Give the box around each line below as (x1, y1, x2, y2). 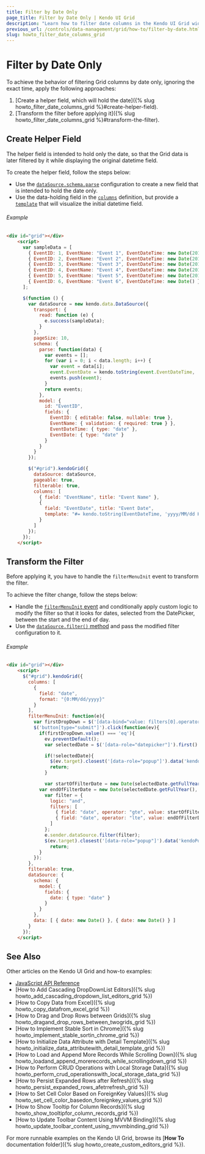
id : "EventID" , (45, 403, 84, 410)
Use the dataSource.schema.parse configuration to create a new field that (15, 180, 198, 187)
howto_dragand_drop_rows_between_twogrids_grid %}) (15, 1019, 156, 1026)
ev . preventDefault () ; (45, 736, 99, 742)
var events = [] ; (45, 352, 88, 358)
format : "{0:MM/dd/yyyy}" (38, 696, 105, 702)
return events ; (45, 386, 84, 392)
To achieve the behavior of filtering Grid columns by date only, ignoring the (6, 78, 195, 86)
